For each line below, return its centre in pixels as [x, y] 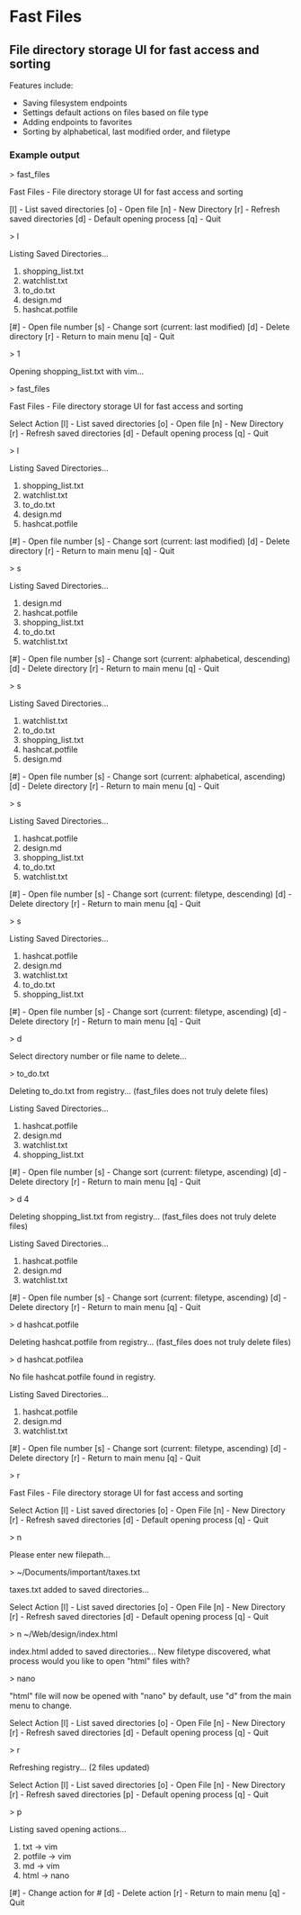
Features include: [41, 86]
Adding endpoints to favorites [77, 122]
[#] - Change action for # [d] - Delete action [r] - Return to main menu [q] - [147, 1893]
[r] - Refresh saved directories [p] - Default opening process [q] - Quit [139, 1794]
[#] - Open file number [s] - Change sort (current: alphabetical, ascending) [147, 777]
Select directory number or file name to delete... [98, 1056]
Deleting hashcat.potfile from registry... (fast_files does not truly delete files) [150, 1342]
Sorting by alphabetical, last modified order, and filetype [126, 131]
